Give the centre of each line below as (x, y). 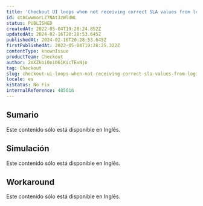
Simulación (28, 149)
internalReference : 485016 (40, 91)
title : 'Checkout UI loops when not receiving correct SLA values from (98, 12)
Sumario (23, 115)
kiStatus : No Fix (28, 85)
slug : (13, 74)
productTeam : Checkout (35, 57)
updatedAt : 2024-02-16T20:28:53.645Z (54, 34)
